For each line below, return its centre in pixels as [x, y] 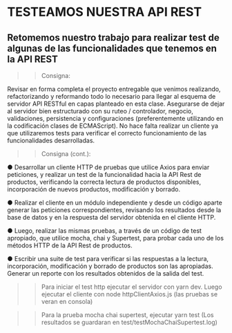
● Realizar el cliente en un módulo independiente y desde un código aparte [115, 202]
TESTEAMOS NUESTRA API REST [105, 12]
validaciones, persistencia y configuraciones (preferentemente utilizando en [115, 118]
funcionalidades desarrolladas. [51, 140]
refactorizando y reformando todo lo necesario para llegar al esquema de [112, 96]
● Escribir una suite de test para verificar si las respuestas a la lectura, [108, 259]
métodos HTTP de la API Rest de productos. [70, 245]
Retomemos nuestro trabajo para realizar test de [113, 38]
